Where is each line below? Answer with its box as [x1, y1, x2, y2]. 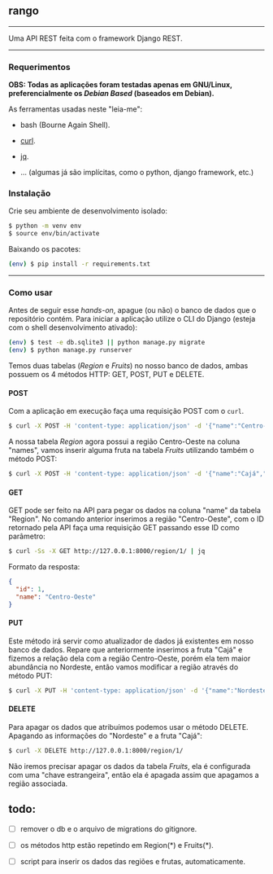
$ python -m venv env [8, 222, 82, 231]
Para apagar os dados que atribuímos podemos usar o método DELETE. [8, 722, 249, 731]
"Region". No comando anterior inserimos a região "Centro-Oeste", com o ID [8, 514, 264, 524]
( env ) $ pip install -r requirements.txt [8, 260, 151, 269]
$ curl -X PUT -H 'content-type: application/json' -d [8, 686, 198, 695]
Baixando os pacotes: [8, 244, 81, 254]
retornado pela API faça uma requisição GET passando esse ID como [8, 523, 240, 533]
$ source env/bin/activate [8, 230, 100, 238]
